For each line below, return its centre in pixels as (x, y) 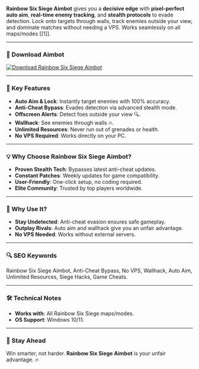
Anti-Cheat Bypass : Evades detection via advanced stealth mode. (96, 107)
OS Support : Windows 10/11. (49, 319)
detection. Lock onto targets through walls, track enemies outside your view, (99, 21)
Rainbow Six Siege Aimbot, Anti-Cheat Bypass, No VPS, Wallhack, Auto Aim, (99, 271)
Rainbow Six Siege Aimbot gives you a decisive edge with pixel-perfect (95, 9)
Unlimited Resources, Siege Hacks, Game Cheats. (67, 277)
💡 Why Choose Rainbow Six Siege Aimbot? (69, 156)
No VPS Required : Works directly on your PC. (70, 135)
